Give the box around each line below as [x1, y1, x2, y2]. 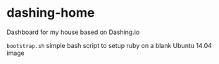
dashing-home [6, 5, 95, 21]
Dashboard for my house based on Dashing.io [6, 28, 140, 36]
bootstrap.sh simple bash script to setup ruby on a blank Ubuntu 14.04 [6, 41, 213, 49]
